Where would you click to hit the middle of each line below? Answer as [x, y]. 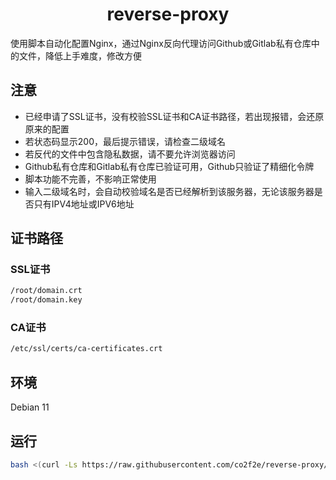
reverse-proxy [168, 14]
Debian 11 [30, 407]
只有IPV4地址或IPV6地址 [84, 204]
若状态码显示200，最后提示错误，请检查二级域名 [125, 141]
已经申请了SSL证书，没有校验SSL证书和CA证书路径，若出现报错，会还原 [174, 116]
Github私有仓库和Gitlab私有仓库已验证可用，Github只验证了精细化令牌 [169, 166]
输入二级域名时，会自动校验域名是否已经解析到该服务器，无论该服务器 [169, 191]
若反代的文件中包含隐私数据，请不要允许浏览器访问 [130, 154]
